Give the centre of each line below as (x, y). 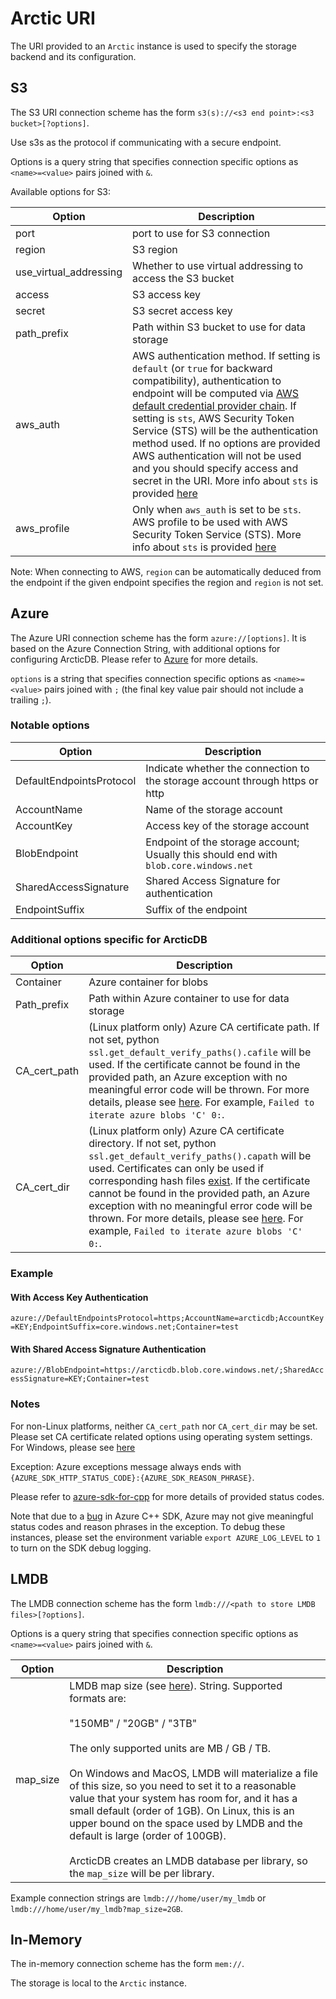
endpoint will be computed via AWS (215, 393)
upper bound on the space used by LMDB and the (186, 1823)
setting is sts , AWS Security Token (213, 418)
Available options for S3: (61, 191)
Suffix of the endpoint (196, 909)
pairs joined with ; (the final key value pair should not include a (174, 689)
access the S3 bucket (183, 278)
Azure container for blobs (148, 982)
